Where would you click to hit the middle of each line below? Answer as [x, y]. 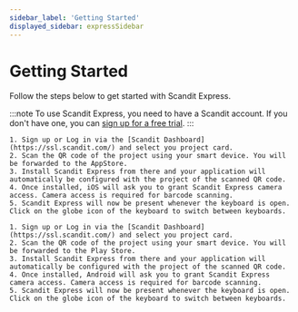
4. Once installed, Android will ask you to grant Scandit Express [140, 275]
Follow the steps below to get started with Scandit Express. [120, 96]
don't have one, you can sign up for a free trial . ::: [102, 123]
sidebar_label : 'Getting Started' [75, 18]
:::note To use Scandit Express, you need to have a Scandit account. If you [149, 113]
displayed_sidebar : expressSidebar [77, 26]
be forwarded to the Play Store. [73, 251]
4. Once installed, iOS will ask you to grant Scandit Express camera [146, 188]
